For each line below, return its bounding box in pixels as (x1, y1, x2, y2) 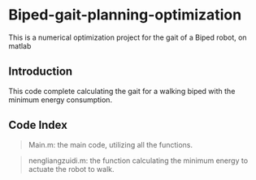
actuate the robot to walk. (28, 164, 115, 174)
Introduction (8, 65, 73, 79)
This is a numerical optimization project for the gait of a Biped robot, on (8, 32, 247, 42)
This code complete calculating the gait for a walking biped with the (8, 86, 236, 96)
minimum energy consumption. (8, 95, 112, 105)
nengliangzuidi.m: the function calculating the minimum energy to (28, 156, 249, 165)
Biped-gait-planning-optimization (8, 6, 242, 24)
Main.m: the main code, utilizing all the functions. (28, 139, 193, 149)
